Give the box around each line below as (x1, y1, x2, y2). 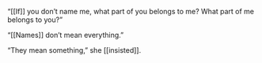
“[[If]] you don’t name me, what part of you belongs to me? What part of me (7, 7, 255, 16)
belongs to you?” (7, 15, 63, 24)
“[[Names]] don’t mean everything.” (7, 31, 124, 39)
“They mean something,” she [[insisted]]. (7, 46, 142, 54)
